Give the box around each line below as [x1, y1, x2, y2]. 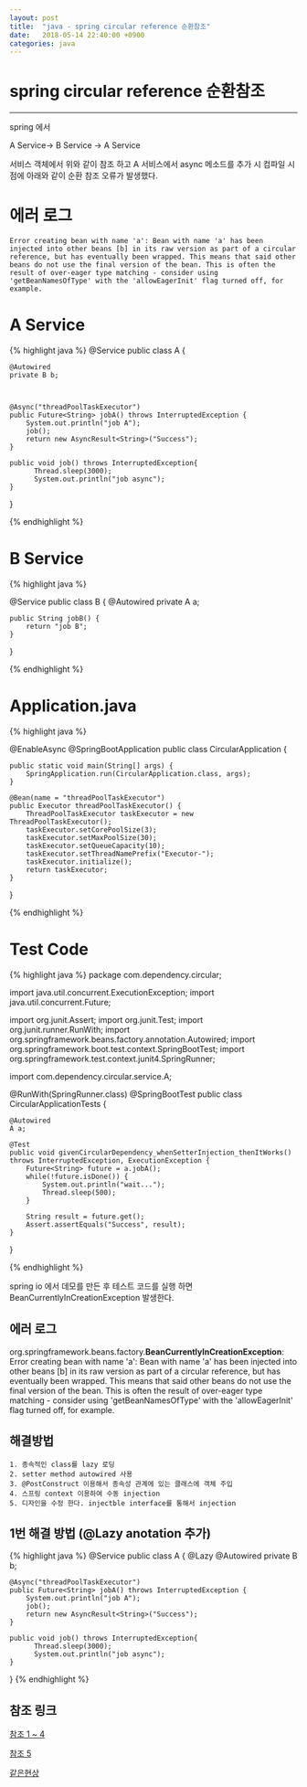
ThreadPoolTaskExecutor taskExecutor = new [26, 809, 195, 818]
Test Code [9, 939, 89, 960]
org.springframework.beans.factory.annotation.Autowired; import [9, 1034, 256, 1045]
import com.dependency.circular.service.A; [9, 1070, 172, 1081]
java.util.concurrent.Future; [9, 996, 111, 1007]
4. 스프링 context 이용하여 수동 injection [9, 1489, 161, 1498]
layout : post [9, 13, 59, 23]
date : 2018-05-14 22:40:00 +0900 [9, 30, 145, 39]
